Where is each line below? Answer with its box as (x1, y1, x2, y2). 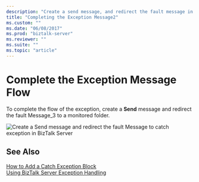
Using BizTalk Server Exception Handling (6, 169, 107, 176)
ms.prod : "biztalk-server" (6, 31, 73, 37)
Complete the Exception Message (6, 73, 177, 86)
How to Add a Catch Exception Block (6, 162, 97, 170)
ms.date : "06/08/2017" (6, 25, 63, 32)
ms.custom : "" (6, 20, 42, 26)
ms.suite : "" (6, 42, 39, 48)
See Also (6, 147, 40, 157)
